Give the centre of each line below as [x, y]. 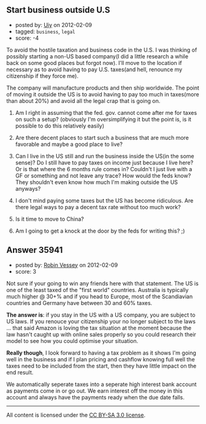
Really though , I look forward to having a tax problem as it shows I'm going [101, 353]
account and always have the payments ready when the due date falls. [96, 397]
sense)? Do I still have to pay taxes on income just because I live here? [104, 163]
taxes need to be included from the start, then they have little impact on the [101, 366]
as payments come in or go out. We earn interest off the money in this [94, 391]
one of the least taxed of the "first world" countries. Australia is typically [97, 290]
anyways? [28, 188]
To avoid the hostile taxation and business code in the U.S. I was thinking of [102, 50]
